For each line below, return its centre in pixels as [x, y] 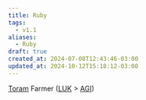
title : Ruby [27, 15]
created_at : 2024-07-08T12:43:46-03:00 [73, 59]
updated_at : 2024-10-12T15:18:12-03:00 [73, 66]
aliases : [22, 37]
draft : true [27, 52]
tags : [17, 23]
